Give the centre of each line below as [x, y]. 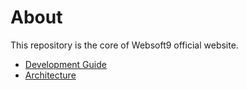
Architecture [50, 75]
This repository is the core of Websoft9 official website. [124, 45]
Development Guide [65, 64]
